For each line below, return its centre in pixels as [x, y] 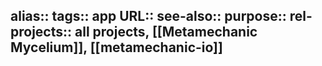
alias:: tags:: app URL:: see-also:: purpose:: [148, 16]
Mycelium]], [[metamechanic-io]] [116, 47]
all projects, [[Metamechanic [166, 32]
